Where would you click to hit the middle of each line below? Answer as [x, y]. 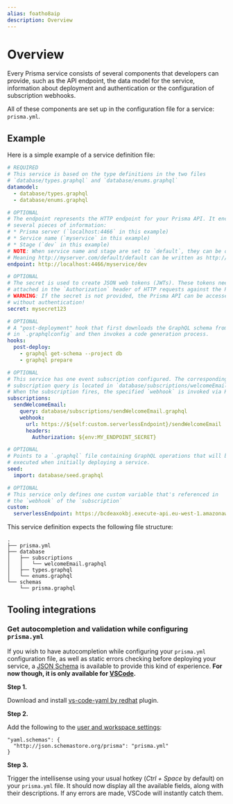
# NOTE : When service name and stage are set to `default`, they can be [114, 251]
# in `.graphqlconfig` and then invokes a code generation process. [108, 334]
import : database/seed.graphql [59, 475]
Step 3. [18, 764]
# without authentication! [46, 302]
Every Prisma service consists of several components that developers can [113, 74]
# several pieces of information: [57, 225]
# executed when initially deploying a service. [79, 463]
